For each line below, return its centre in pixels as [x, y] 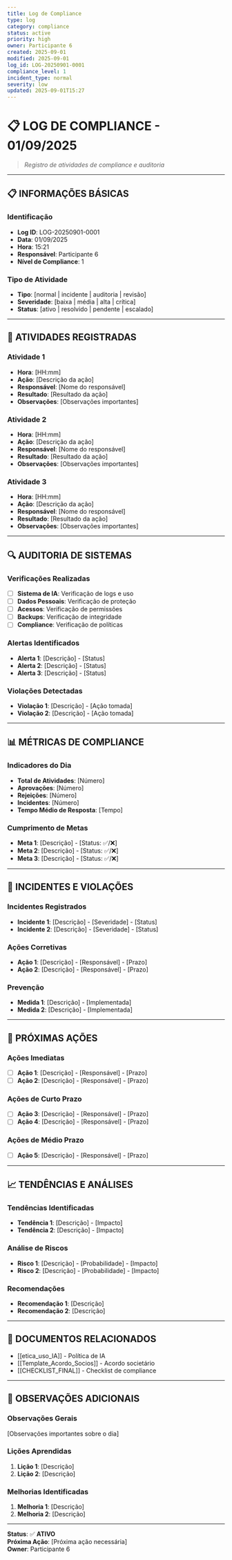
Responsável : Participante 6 [58, 254]
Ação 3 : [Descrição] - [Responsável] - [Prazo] [83, 1114]
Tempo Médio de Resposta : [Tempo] [70, 810]
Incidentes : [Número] [48, 802]
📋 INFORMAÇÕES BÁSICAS [68, 194]
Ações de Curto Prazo [45, 1099]
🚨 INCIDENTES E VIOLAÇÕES [70, 887]
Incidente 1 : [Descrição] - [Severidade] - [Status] [87, 922]
